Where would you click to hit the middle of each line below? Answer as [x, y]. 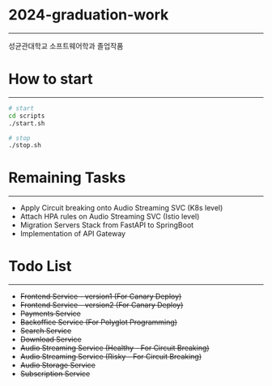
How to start [51, 79]
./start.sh [27, 123]
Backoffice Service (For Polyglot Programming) [99, 322]
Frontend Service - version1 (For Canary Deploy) [101, 296]
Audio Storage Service [57, 365]
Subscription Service [55, 374]
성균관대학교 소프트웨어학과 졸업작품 [66, 45]
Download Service [51, 339]
